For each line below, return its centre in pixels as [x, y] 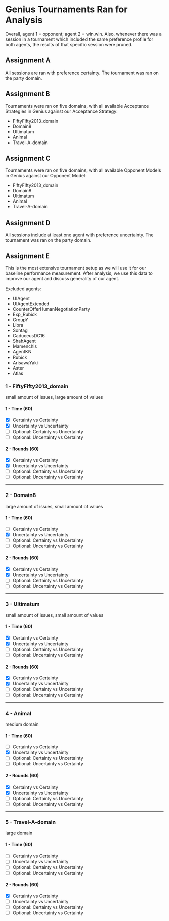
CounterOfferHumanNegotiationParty [51, 309]
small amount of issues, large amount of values [54, 397]
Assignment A [28, 61]
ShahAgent [24, 341]
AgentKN [22, 352]
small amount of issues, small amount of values [54, 615]
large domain [19, 833]
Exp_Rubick [25, 314]
